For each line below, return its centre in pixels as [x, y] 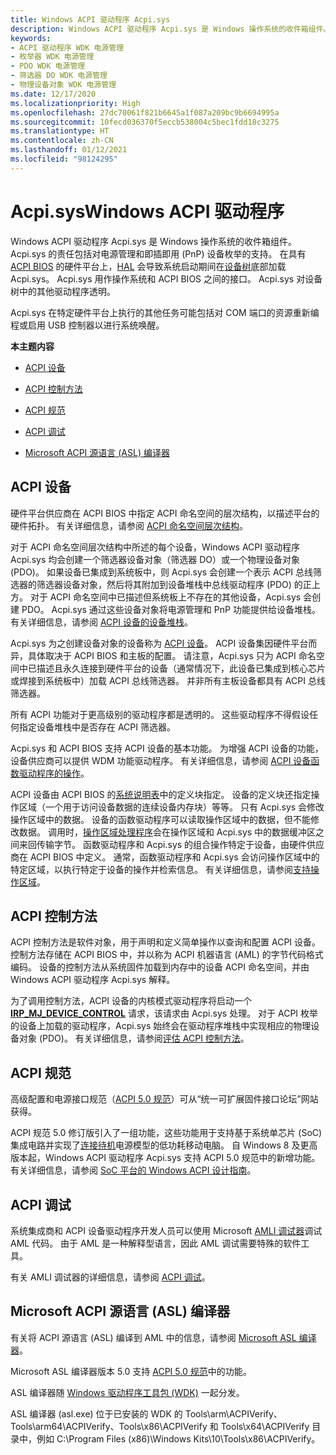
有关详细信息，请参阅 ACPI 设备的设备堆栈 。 [101, 622]
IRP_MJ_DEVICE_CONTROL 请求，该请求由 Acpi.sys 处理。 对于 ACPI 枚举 [164, 1013]
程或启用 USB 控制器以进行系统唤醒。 [87, 325]
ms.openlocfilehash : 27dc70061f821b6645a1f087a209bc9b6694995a [145, 112]
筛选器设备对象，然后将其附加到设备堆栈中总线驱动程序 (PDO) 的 [169, 584]
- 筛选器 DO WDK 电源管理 [59, 76]
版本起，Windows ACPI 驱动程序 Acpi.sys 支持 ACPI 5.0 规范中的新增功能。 [165, 1158]
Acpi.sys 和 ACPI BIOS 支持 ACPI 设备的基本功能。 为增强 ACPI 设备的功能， [167, 748]
